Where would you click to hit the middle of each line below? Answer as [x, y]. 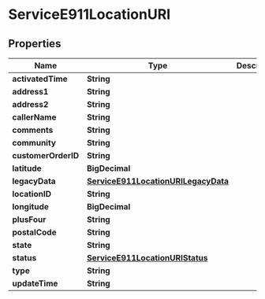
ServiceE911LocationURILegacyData [158, 181]
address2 [30, 104]
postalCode [34, 232]
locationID [32, 194]
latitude [27, 168]
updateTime [35, 283]
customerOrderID [46, 155]
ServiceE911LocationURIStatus [147, 258]
